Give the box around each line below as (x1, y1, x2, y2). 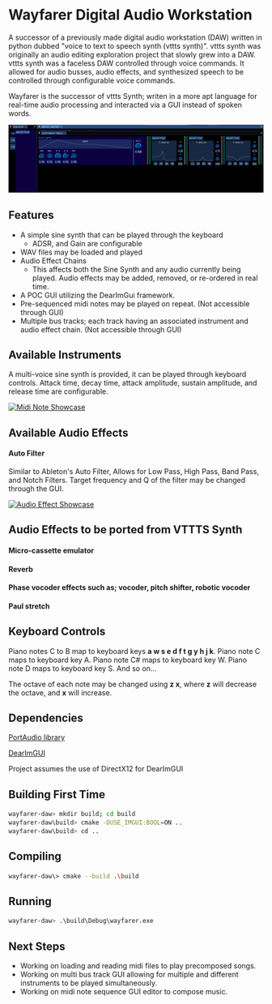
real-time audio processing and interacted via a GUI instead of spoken (8, 100, 243, 109)
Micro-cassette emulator (8, 545, 95, 556)
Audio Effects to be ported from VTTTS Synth (8, 523, 243, 536)
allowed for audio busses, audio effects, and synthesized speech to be (8, 66, 244, 76)
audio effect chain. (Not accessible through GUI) (19, 324, 182, 334)
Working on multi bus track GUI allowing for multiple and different (19, 970, 239, 980)
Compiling (8, 849, 62, 864)
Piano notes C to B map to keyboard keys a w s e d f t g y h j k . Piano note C (8, 646, 261, 656)
